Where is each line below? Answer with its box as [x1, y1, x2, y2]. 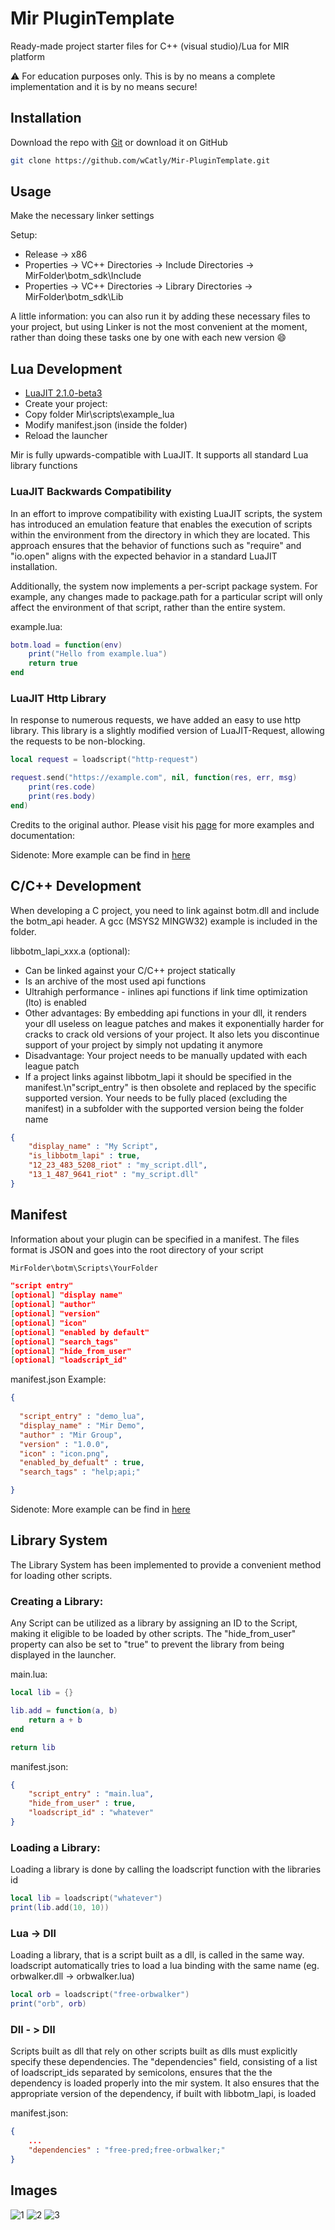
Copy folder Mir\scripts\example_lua [24, 408, 175, 421]
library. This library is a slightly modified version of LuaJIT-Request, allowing [10, 725, 325, 737]
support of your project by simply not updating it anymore [24, 1038, 263, 1051]
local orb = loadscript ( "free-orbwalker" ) [10, 1990, 190, 2000]
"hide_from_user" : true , [28, 1798, 137, 1809]
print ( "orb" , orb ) [10, 1999, 87, 2009]
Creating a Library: [10, 1594, 104, 1608]
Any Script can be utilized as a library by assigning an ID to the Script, [10, 1617, 298, 1629]
